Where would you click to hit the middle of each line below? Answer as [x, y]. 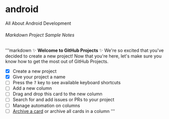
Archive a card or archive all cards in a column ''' [64, 111]
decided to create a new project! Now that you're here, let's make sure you [83, 56]
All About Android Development [38, 23]
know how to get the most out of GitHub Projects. [57, 62]
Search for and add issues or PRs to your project [63, 100]
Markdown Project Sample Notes [40, 35]
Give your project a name [39, 77]
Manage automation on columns [46, 105]
